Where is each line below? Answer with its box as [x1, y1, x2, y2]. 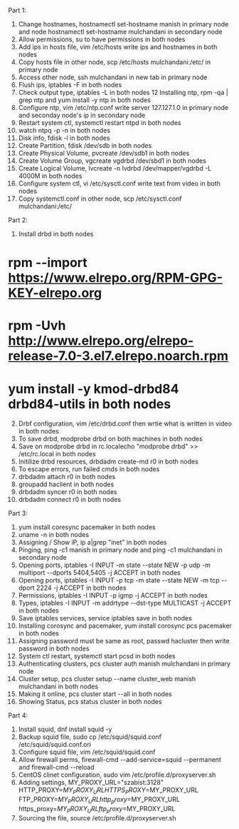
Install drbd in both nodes [18, 230, 94, 238]
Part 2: [8, 216, 28, 224]
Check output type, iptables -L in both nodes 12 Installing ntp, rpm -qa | [18, 89, 228, 96]
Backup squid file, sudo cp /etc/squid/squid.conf [18, 733, 162, 741]
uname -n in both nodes [18, 531, 90, 539]
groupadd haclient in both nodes [18, 480, 115, 488]
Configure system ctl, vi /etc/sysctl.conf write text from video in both [18, 179, 221, 188]
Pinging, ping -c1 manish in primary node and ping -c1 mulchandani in [18, 546, 223, 554]
